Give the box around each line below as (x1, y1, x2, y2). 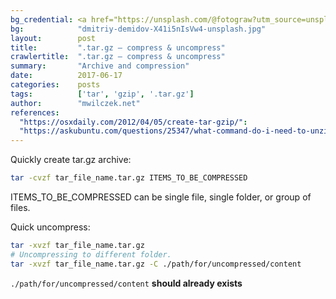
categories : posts (10, 80, 101, 90)
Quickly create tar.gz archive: (10, 154, 132, 166)
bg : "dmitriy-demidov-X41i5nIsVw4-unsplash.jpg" (10, 24, 267, 34)
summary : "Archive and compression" (10, 61, 190, 71)
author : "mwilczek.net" (10, 98, 141, 108)
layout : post (10, 33, 97, 43)
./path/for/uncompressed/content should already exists (10, 277, 243, 289)
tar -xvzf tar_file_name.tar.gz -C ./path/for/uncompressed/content (10, 259, 302, 269)
